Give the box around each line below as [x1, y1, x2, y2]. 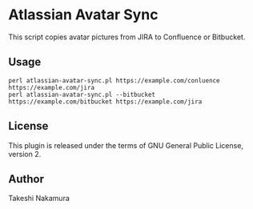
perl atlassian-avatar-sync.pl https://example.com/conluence [8, 76, 220, 85]
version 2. [8, 149, 42, 159]
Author [8, 172, 44, 186]
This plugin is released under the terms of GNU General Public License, [8, 140, 244, 150]
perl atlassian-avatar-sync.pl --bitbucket [8, 90, 156, 98]
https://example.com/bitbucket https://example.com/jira [8, 98, 203, 106]
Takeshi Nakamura [8, 194, 70, 203]
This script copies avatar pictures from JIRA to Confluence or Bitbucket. [8, 32, 246, 42]
